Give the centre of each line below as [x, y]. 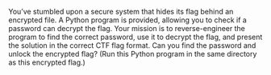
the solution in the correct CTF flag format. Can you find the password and [132, 45]
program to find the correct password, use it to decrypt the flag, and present [135, 37]
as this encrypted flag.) [47, 62]
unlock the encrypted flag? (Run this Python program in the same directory [133, 54]
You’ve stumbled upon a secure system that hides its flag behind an [121, 12]
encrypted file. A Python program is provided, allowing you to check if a [128, 20]
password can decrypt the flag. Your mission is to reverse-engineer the [127, 28]
